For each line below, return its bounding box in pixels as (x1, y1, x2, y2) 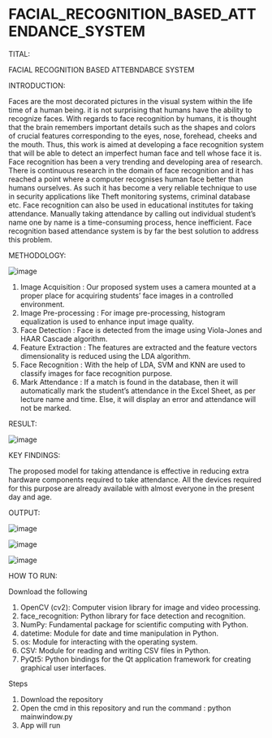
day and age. (8, 491, 53, 501)
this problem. (8, 234, 53, 244)
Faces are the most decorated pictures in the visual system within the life (8, 96, 253, 106)
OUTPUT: (8, 508, 41, 517)
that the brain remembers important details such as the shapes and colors (8, 122, 256, 132)
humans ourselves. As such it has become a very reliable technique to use (8, 182, 257, 192)
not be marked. (19, 403, 71, 413)
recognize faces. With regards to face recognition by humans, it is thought (8, 113, 257, 123)
